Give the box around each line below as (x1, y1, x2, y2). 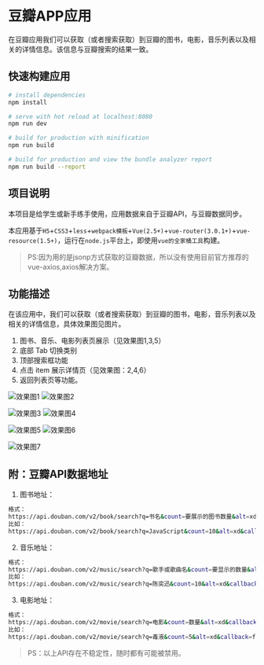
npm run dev (8, 119, 47, 128)
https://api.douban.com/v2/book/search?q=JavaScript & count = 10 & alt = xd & (8, 527, 244, 535)
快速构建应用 (8, 70, 71, 83)
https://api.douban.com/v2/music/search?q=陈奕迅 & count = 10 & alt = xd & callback (8, 580, 258, 588)
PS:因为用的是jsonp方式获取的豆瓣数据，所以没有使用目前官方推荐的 (27, 252, 249, 262)
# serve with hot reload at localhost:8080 (8, 112, 153, 120)
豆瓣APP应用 (8, 7, 92, 25)
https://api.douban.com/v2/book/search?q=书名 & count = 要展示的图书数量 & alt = (8, 513, 250, 521)
